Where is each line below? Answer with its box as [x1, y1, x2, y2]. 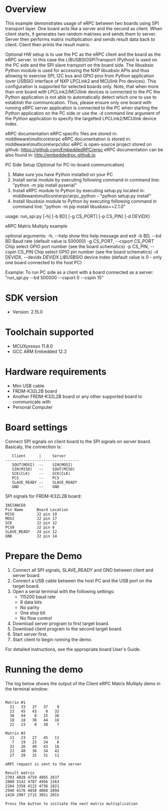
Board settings [5, 422, 68, 433]
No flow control [20, 615, 52, 621]
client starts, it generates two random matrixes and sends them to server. [5, 31, 156, 37]
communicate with [12, 398, 51, 404]
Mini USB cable [12, 382, 45, 388]
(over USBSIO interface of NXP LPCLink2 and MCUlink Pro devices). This [5, 78, 156, 84]
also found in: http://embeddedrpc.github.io [5, 152, 96, 158]
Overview [5, 4, 47, 15]
